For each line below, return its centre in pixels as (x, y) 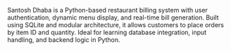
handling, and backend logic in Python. (64, 40)
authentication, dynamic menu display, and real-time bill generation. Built (113, 17)
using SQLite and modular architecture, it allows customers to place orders (115, 25)
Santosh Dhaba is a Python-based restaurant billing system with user (107, 10)
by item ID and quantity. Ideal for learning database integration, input (107, 32)
